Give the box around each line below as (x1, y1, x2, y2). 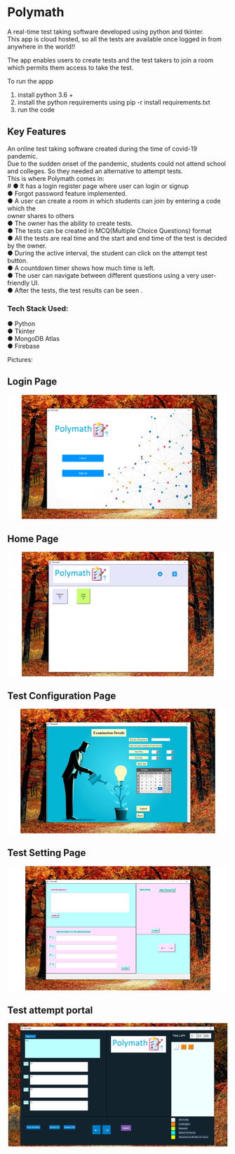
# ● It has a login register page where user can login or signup (7, 182, 189, 190)
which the (7, 204, 36, 213)
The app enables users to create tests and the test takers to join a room (7, 55, 214, 64)
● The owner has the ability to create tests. (7, 219, 133, 227)
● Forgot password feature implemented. (7, 189, 128, 197)
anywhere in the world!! (7, 42, 76, 51)
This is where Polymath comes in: (7, 174, 105, 182)
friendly (7, 279, 30, 287)
